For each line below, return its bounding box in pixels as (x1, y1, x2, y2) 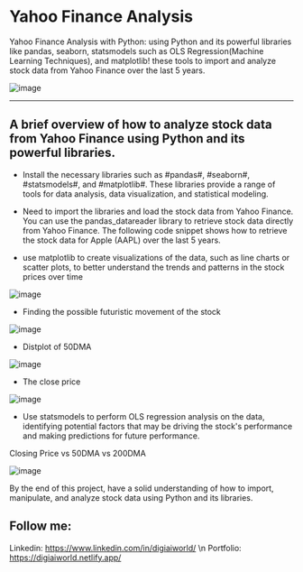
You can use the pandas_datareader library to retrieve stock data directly (22, 215, 294, 226)
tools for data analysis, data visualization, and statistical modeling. (22, 188, 269, 199)
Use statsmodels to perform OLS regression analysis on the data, (22, 411, 265, 421)
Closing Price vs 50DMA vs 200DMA (9, 447, 146, 458)
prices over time (22, 271, 84, 281)
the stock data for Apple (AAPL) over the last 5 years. (22, 235, 221, 245)
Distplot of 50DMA (22, 341, 92, 352)
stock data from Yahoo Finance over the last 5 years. (9, 65, 206, 76)
